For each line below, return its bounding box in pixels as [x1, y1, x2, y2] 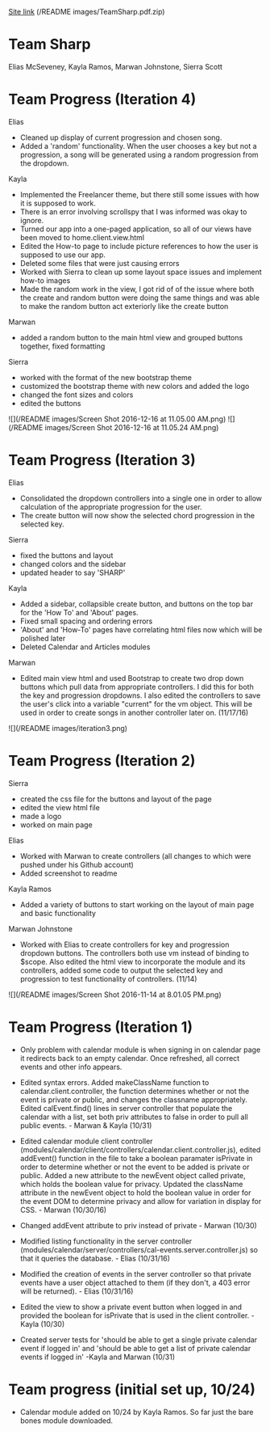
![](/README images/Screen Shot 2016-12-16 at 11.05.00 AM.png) [8, 414, 226, 424]
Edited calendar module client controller [19, 1136, 153, 1146]
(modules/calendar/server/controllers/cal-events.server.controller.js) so [19, 1244, 258, 1254]
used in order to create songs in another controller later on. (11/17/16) [19, 708, 249, 717]
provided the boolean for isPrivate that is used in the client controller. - [19, 1310, 255, 1320]
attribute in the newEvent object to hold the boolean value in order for [19, 1188, 251, 1198]
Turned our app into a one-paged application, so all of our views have [19, 224, 252, 234]
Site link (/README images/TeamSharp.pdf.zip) [8, 7, 165, 16]
